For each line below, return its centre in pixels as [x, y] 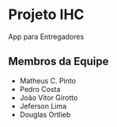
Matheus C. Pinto [48, 80]
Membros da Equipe [58, 62]
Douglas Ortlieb [45, 114]
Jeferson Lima [43, 106]
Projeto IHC [46, 15]
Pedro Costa [40, 89]
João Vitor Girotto [49, 98]
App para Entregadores [46, 37]
